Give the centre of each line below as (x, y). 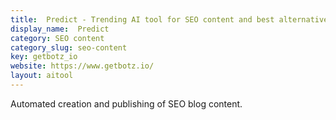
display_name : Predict (60, 29)
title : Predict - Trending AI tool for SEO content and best (142, 19)
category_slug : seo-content (69, 47)
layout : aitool (42, 76)
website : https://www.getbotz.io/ (82, 66)
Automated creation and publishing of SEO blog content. (126, 103)
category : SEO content (57, 38)
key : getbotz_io (44, 57)
